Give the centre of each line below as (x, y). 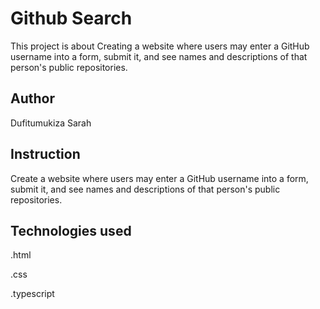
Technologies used (71, 230)
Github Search (71, 18)
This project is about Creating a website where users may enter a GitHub (160, 46)
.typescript (32, 294)
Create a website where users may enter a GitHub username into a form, (159, 178)
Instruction (45, 154)
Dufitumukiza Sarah (51, 123)
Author (32, 98)
